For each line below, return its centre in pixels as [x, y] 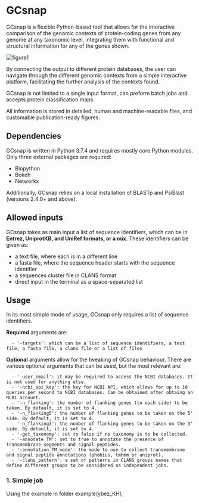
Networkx [27, 181]
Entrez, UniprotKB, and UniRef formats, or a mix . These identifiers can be [97, 238]
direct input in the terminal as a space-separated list [79, 281]
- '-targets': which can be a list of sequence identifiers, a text [98, 343]
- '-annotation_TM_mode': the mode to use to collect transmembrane [98, 450]
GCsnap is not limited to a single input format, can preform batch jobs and [97, 93]
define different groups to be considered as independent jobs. [88, 465]
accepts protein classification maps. [51, 100]
